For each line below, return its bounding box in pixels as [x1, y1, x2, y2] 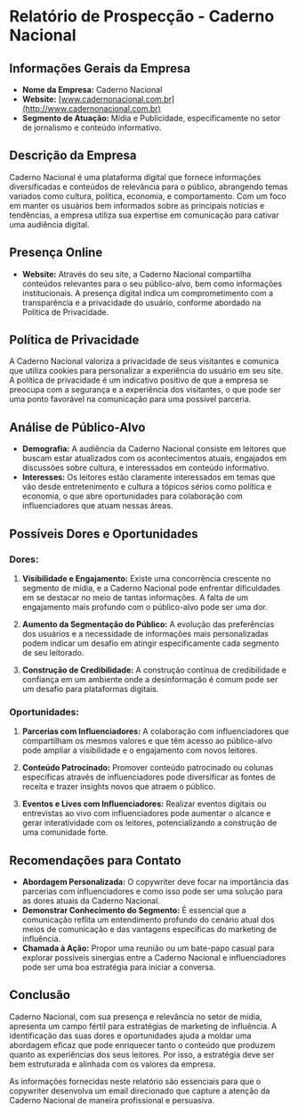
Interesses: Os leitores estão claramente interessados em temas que [21, 472, 276, 483]
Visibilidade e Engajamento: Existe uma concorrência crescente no [21, 573, 271, 583]
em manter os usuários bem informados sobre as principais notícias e [9, 200, 265, 210]
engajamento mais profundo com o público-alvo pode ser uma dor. [21, 601, 269, 612]
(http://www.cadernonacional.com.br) [21, 103, 162, 113]
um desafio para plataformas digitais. [21, 683, 159, 694]
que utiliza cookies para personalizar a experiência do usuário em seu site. [9, 366, 283, 376]
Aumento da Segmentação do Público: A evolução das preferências [21, 618, 275, 630]
